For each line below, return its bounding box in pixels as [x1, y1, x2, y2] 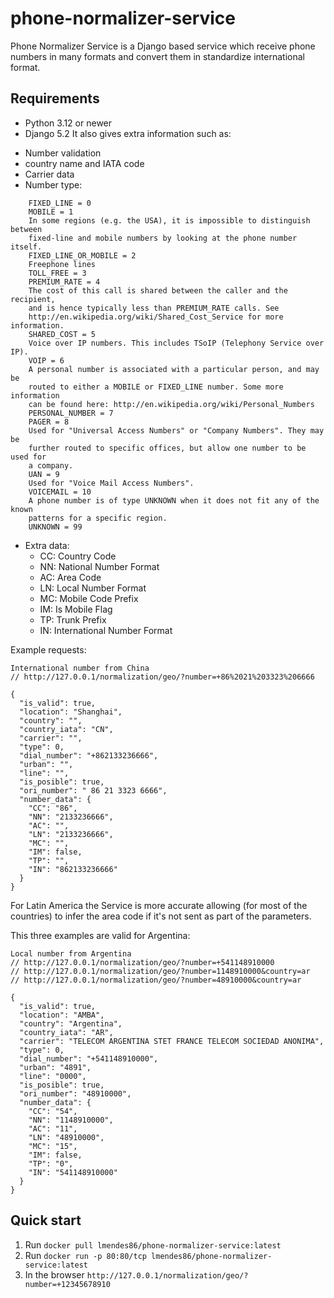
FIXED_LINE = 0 [28, 198, 92, 208]
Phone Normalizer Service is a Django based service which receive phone [10, 40, 316, 52]
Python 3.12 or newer [24, 117, 113, 129]
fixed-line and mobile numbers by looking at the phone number [28, 233, 298, 243]
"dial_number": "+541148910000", [19, 1053, 159, 1064]
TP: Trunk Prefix [39, 613, 107, 626]
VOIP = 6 [28, 355, 65, 366]
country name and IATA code [24, 157, 145, 169]
